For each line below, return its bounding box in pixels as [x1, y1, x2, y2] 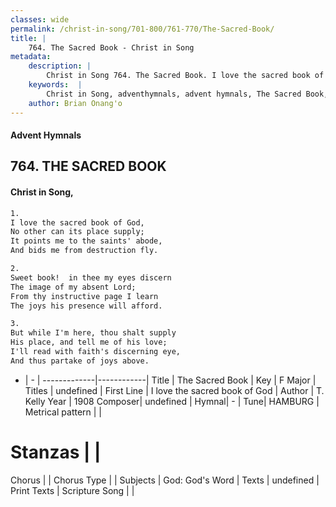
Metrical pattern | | [24, 406, 103, 418]
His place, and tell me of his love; [10, 337, 168, 348]
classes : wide [10, 14, 70, 25]
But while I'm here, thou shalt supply [10, 328, 177, 338]
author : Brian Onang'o [28, 98, 123, 108]
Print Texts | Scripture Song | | [10, 484, 135, 496]
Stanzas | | [10, 441, 102, 463]
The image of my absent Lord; [10, 282, 137, 292]
